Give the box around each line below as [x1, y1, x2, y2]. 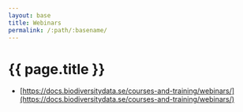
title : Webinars [8, 19, 62, 27]
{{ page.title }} [8, 60, 106, 78]
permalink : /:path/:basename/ [8, 26, 108, 34]
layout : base [8, 11, 51, 20]
